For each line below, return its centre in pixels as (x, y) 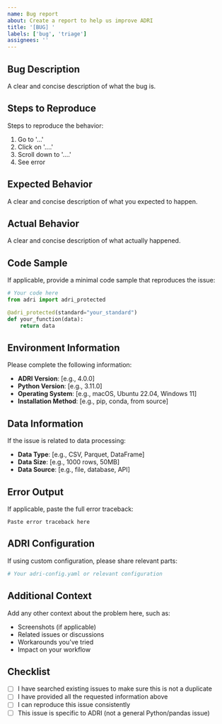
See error (31, 162)
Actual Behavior (43, 223)
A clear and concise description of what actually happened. (94, 241)
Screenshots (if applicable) (57, 627)
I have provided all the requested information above (93, 697)
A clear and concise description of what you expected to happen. (103, 201)
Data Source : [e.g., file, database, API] (74, 470)
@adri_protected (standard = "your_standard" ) (72, 312)
